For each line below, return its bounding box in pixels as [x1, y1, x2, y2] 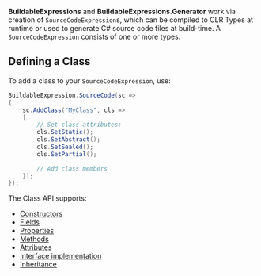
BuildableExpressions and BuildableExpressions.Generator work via [8, 7, 236, 16]
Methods [19, 234, 49, 244]
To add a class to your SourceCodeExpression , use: [8, 75, 172, 86]
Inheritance [19, 259, 58, 269]
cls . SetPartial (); [36, 150, 97, 158]
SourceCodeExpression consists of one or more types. [8, 32, 181, 41]
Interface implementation [19, 251, 102, 261]
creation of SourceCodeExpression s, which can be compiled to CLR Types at [8, 15, 254, 25]
